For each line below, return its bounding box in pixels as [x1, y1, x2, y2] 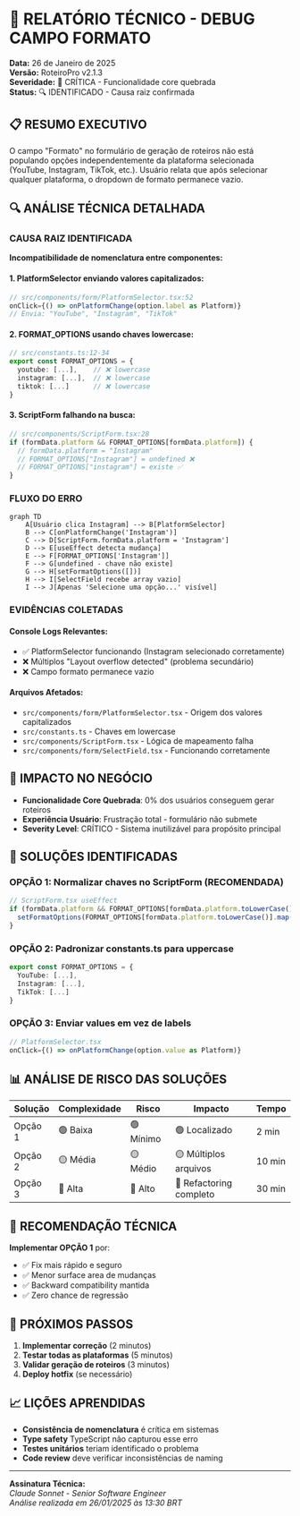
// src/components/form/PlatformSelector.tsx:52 [9, 293, 194, 302]
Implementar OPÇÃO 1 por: [9, 1242, 110, 1253]
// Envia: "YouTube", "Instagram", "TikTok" [9, 310, 178, 319]
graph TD [9, 513, 42, 522]
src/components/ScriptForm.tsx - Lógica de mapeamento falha [21, 735, 254, 746]
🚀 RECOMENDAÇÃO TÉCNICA [9, 1218, 178, 1234]
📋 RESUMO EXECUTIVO [9, 117, 147, 132]
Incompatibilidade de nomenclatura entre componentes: [9, 252, 223, 263]
